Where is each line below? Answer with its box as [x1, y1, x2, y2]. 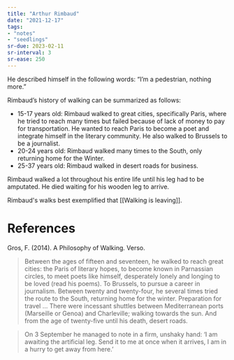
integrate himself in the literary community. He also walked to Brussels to [17, 131, 228, 140]
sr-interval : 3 [7, 50, 52, 57]
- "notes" [7, 29, 36, 37]
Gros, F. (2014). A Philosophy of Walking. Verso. [7, 243, 145, 252]
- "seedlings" [7, 36, 49, 43]
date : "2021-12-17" [7, 17, 64, 24]
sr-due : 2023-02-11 [7, 43, 64, 50]
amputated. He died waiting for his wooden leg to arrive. [7, 182, 170, 191]
